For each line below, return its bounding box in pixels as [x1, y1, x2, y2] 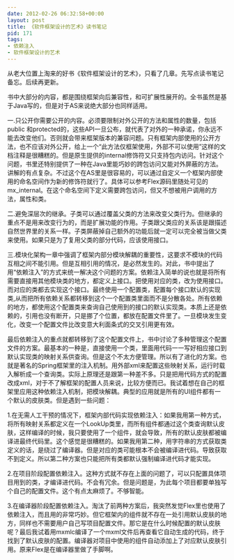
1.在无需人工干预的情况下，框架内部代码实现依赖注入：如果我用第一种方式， [7, 411, 225, 419]
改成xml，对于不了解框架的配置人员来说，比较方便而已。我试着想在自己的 [7, 378, 219, 387]
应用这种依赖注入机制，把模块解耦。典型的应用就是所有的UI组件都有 [19, 387, 215, 395]
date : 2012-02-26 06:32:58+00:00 [7, 10, 104, 17]
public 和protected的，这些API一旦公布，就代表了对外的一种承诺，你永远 [7, 125, 217, 133]
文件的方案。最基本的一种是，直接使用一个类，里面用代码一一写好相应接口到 [7, 343, 227, 352]
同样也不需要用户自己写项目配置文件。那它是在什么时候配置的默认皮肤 [19, 519, 221, 527]
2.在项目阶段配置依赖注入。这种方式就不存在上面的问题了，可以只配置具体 [7, 469, 221, 478]
